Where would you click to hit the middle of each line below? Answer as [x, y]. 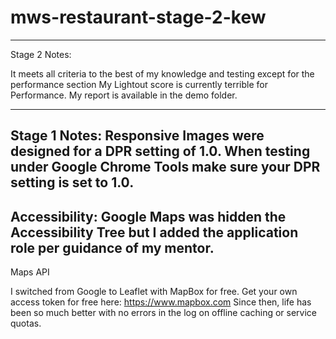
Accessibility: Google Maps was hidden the [148, 216]
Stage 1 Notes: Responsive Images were [137, 136]
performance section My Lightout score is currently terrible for [139, 84]
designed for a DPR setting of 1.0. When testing [160, 151]
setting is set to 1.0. [72, 182]
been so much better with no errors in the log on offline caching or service [163, 313]
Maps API [30, 272]
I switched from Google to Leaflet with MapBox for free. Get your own [154, 292]
